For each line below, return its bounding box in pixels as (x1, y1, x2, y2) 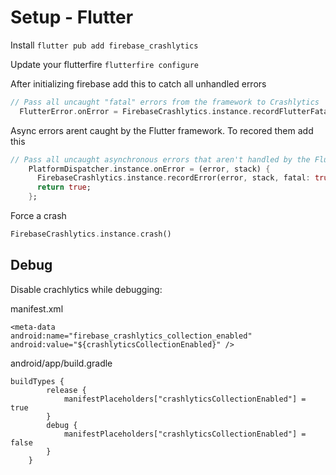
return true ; (36, 182, 92, 193)
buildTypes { (10, 376, 65, 386)
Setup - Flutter (10, 6, 134, 29)
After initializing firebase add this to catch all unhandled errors (10, 77, 267, 90)
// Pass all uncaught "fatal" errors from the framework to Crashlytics (10, 97, 320, 107)
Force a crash (10, 210, 67, 222)
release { (46, 385, 87, 395)
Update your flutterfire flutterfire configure (10, 58, 200, 70)
